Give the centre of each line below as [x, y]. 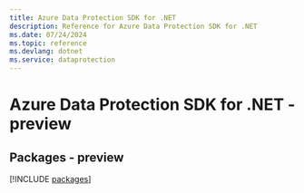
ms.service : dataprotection [63, 60]
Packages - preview [67, 157]
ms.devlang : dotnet [46, 52]
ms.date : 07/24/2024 [49, 34]
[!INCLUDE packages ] [50, 179]
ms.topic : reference [49, 43]
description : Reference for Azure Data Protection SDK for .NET [133, 26]
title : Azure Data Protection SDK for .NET [93, 18]
